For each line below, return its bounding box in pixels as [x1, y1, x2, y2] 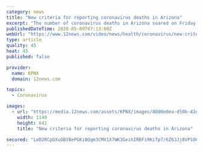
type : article [6, 37, 42, 43]
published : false [6, 54, 50, 60]
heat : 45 [6, 48, 28, 54]
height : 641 [17, 120, 47, 126]
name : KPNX [11, 70, 39, 76]
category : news [6, 8, 45, 15]
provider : [6, 65, 31, 71]
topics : [6, 87, 26, 93]
